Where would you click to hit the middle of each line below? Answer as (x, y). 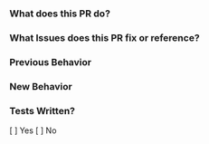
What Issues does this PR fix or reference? (105, 37)
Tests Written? (42, 110)
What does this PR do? (60, 14)
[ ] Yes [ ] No (33, 130)
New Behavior (41, 86)
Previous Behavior (51, 62)
